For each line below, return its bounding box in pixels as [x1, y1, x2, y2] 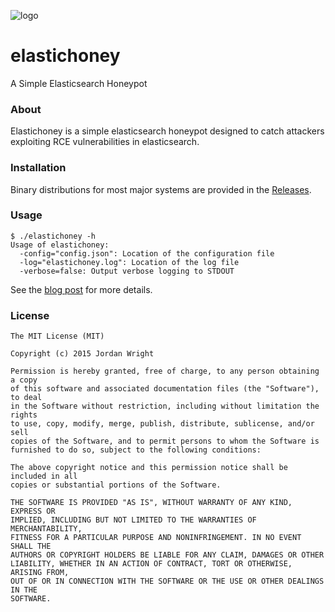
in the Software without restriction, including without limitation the [10, 401, 320, 412]
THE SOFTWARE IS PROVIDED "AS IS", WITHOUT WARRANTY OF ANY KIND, [10, 498, 293, 508]
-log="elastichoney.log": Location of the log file [19, 257, 240, 267]
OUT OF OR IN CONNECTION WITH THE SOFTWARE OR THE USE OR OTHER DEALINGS [10, 576, 325, 587]
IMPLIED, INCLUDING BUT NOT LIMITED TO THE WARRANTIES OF [10, 515, 257, 525]
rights [10, 410, 38, 420]
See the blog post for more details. [10, 283, 153, 295]
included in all [10, 471, 78, 482]
